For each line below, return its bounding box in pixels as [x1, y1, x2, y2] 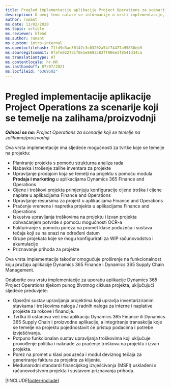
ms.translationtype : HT [5, 54, 56, 60]
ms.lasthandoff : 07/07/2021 [5, 64, 65, 69]
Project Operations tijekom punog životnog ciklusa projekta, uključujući [5, 282, 154, 288]
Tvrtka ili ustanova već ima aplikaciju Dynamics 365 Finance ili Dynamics [12, 313, 165, 319]
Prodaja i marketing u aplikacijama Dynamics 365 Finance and [12, 176, 145, 182]
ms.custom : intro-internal [5, 41, 63, 46]
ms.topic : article [5, 26, 44, 32]
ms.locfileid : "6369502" [5, 69, 58, 74]
